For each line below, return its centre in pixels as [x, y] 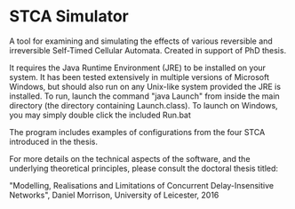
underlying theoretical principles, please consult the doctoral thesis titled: [144, 168]
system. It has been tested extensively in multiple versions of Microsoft [139, 76]
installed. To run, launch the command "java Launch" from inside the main [144, 96]
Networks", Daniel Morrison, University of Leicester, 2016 [114, 195]
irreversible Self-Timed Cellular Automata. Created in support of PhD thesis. [148, 50]
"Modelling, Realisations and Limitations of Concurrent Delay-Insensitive [141, 185]
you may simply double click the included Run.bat [100, 115]
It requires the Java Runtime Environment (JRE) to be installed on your [138, 68]
